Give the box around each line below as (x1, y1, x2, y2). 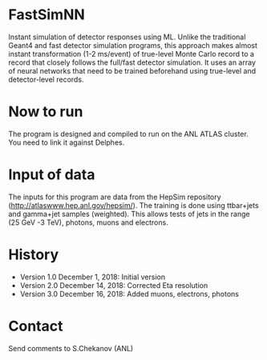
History (8, 246, 59, 263)
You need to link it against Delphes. (8, 138, 125, 147)
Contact (8, 317, 63, 335)
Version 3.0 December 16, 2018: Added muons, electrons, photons (19, 289, 239, 298)
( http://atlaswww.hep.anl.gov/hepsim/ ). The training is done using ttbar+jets (8, 200, 259, 210)
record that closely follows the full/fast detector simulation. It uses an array (8, 58, 257, 67)
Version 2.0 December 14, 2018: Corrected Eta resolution (19, 280, 208, 290)
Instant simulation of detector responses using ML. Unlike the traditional (8, 32, 246, 42)
